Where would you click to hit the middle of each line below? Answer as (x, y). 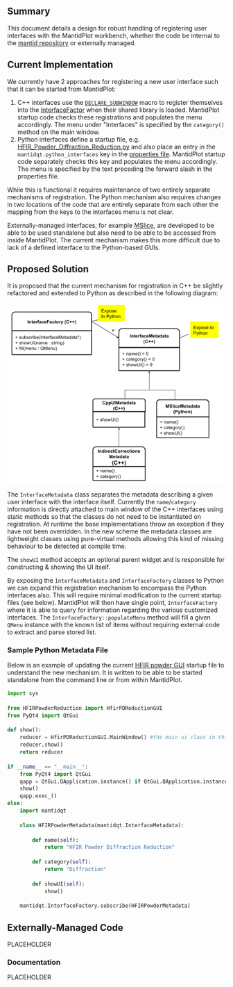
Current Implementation (60, 65)
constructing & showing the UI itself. (59, 567)
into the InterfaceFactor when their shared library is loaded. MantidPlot (118, 110)
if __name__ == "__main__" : (48, 767)
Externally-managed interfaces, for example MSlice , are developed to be (111, 225)
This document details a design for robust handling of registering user (107, 28)
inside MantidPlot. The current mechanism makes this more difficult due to (114, 240)
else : (15, 804)
